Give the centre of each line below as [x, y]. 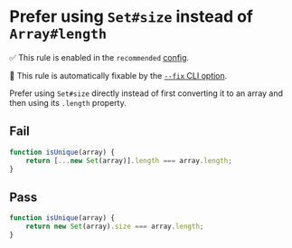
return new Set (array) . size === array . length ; [115, 227]
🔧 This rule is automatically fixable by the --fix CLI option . [118, 75]
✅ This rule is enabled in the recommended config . [99, 57]
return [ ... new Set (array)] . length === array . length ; [129, 160]
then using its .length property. [68, 102]
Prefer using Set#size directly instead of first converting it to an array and [146, 93]
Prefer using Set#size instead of [131, 17]
